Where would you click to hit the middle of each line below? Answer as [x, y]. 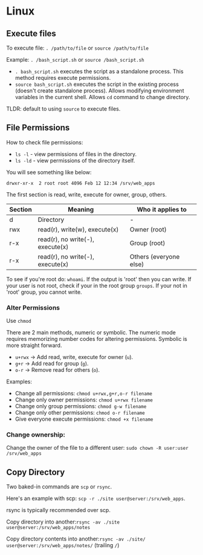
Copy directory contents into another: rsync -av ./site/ [76, 539]
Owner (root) [148, 229]
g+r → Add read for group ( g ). [52, 363]
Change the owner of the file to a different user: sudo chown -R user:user [97, 448]
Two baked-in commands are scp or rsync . [59, 487]
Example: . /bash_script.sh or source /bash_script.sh [76, 60]
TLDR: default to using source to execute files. [63, 109]
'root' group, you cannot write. [44, 292]
